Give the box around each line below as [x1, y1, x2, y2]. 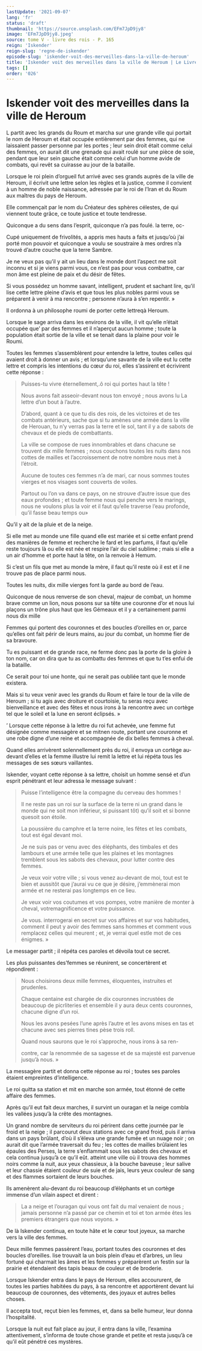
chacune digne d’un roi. [20, 1008, 80, 1015]
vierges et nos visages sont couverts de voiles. [20, 478, 138, 486]
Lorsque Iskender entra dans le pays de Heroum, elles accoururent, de [6, 1276, 182, 1284]
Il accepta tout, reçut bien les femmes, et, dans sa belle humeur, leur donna [6, 1307, 193, 1314]
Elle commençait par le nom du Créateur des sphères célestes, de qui [6, 204, 179, 211]
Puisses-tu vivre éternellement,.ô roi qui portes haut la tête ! [20, 380, 170, 387]
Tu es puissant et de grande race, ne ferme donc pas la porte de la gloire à [6, 648, 191, 656]
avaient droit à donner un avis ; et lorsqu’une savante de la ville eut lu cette [6, 356, 192, 363]
